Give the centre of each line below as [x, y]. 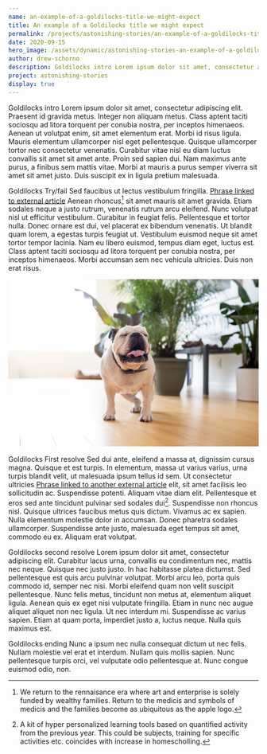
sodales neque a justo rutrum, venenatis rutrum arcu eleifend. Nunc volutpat [133, 209]
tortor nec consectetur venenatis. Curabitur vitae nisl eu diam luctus [120, 150]
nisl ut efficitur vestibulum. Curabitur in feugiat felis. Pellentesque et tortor [129, 217]
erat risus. [25, 268]
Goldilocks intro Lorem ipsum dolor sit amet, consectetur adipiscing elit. [126, 107]
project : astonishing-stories [58, 76]
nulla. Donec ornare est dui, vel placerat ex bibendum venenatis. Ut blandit [130, 226]
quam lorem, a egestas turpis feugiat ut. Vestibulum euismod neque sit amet [133, 234]
